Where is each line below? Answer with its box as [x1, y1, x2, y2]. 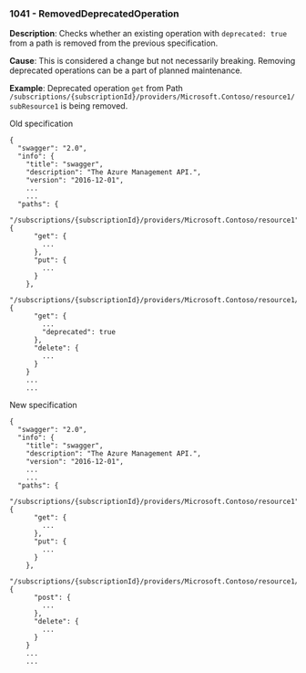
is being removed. [60, 100, 128, 111]
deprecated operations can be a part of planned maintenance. [9, 65, 243, 76]
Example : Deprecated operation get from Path [9, 83, 184, 94]
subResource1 [9, 102, 59, 111]
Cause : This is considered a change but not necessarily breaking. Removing [9, 56, 296, 67]
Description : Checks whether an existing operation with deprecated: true [9, 28, 288, 39]
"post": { [33, 593, 71, 603]
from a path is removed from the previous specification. [9, 37, 219, 48]
